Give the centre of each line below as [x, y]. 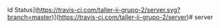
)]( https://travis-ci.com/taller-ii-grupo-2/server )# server [132, 17]
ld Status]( [22, 10]
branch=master [30, 17]
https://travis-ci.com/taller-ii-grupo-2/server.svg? [109, 10]
